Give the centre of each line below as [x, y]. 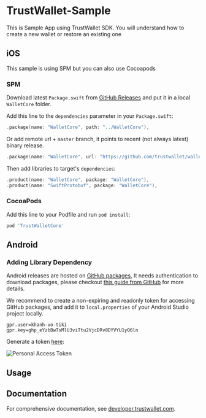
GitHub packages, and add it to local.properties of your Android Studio [97, 307]
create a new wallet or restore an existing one [64, 34]
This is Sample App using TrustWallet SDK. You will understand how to [95, 28]
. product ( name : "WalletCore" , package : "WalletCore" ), [78, 180]
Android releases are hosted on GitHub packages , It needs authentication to [102, 276]
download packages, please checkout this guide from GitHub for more [95, 282]
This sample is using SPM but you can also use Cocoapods [81, 68]
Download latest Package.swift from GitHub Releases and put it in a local [98, 98]
